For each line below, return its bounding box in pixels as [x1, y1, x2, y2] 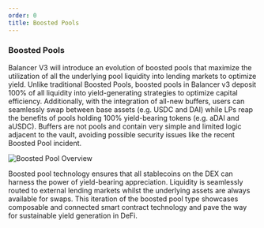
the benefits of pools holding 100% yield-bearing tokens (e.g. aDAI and [8, 113, 239, 122]
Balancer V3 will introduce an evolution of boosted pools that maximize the [8, 62, 252, 72]
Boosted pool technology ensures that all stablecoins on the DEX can [8, 169, 233, 178]
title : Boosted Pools [8, 19, 80, 27]
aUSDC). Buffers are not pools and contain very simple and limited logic [8, 121, 243, 131]
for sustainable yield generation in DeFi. [8, 211, 138, 220]
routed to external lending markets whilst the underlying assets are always [8, 185, 251, 195]
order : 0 [8, 11, 37, 20]
